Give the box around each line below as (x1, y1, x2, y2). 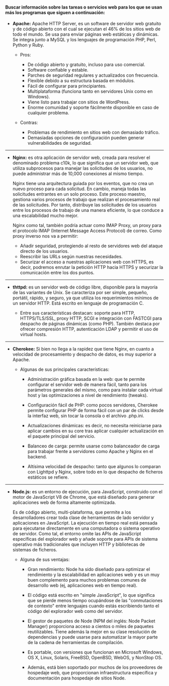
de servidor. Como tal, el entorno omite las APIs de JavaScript (12, 531, 141, 537)
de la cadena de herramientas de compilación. (27, 640, 124, 646)
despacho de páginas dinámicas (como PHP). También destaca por (20, 321, 160, 327)
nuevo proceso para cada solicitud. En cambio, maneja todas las (12, 186, 146, 192)
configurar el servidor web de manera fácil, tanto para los (27, 381, 147, 388)
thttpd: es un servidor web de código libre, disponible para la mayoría (12, 284, 158, 290)
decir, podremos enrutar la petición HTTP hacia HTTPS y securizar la (20, 264, 163, 270)
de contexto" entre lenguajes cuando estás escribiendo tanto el (27, 603, 159, 609)
